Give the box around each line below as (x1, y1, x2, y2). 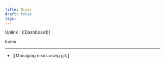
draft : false (5, 12, 32, 16)
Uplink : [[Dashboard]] (5, 30, 51, 35)
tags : (5, 16, 16, 21)
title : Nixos (5, 7, 32, 12)
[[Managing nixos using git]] (12, 53, 70, 59)
